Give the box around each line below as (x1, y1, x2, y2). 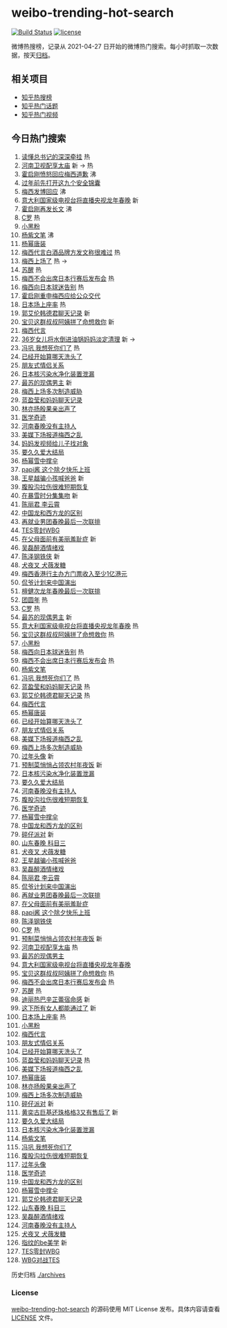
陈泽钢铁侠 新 (21, 552, 60, 560)
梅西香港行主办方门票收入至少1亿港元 (21, 569, 127, 577)
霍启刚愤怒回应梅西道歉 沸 (21, 170, 96, 178)
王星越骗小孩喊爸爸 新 (21, 474, 84, 482)
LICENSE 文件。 (11, 1313, 57, 1322)
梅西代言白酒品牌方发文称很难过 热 (21, 248, 120, 256)
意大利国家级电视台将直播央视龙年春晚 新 (21, 196, 139, 204)
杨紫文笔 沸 (21, 231, 54, 239)
